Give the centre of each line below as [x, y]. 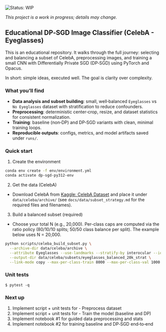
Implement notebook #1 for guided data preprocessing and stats [78, 319]
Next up [15, 297]
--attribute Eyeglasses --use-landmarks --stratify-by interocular [81, 253]
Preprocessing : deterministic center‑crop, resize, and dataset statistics [85, 112]
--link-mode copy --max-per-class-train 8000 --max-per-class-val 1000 [85, 262]
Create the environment [36, 162]
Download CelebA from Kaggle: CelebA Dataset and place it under [80, 194]
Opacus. [14, 68]
